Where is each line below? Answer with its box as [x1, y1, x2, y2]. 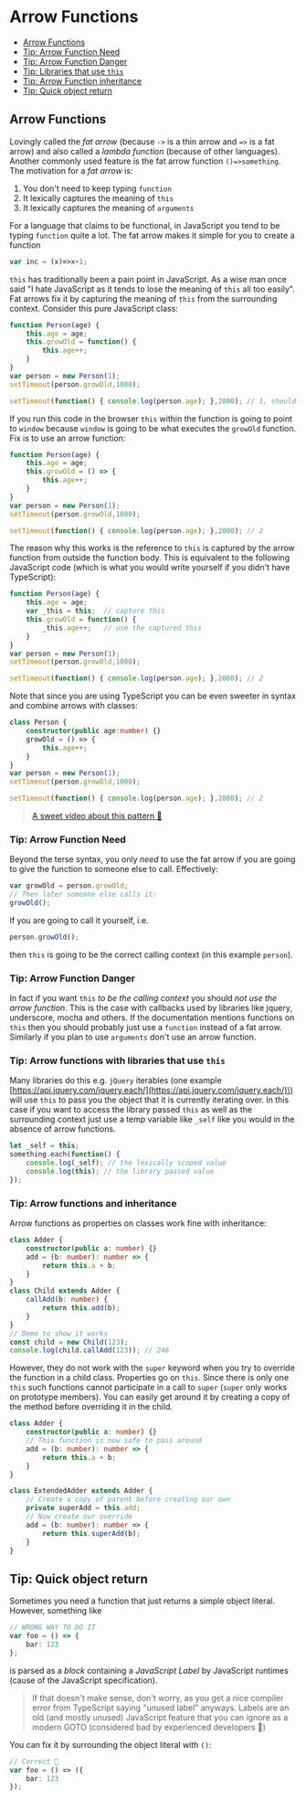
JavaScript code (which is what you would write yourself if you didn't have [9, 562, 290, 573]
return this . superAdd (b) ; [42, 1528, 142, 1538]
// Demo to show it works [9, 1328, 108, 1338]
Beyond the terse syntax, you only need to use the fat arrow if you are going [9, 854, 296, 865]
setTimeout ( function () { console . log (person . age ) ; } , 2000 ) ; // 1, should [9, 396, 297, 406]
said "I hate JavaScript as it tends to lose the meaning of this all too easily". [9, 283, 295, 294]
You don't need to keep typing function [22, 183, 172, 194]
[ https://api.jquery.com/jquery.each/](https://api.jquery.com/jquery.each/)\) [9, 1085, 294, 1096]
